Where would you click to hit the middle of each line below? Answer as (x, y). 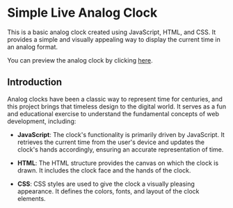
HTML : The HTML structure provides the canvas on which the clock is (118, 163)
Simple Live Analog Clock (82, 13)
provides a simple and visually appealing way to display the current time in (114, 39)
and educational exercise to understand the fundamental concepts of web (113, 113)
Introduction (35, 82)
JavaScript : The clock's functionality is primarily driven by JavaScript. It (121, 134)
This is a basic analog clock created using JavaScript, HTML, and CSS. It (112, 32)
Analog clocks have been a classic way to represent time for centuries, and (115, 99)
